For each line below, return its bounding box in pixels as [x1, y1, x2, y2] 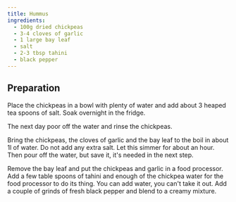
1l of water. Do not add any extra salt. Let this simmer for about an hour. [7, 143, 215, 151]
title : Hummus [7, 10, 49, 18]
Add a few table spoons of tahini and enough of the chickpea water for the [7, 172, 224, 180]
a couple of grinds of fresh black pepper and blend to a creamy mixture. [7, 187, 217, 195]
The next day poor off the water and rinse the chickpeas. [7, 122, 173, 130]
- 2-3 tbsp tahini [13, 50, 68, 57]
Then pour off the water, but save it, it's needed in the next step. [7, 151, 194, 159]
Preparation [7, 82, 61, 94]
